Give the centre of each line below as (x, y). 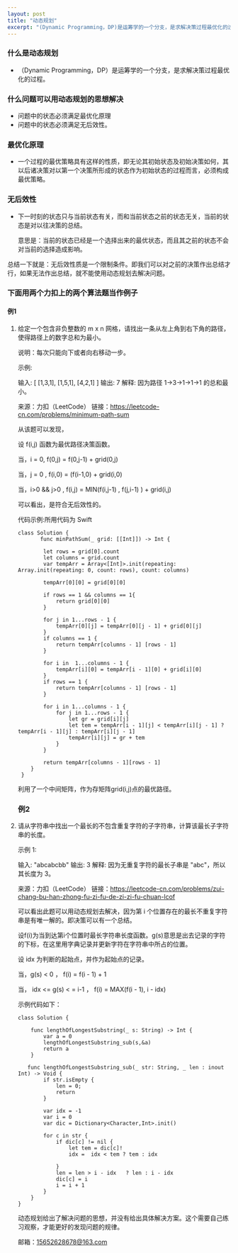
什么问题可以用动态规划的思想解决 (66, 99)
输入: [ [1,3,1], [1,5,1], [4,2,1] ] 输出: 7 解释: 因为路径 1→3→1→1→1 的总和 (120, 382)
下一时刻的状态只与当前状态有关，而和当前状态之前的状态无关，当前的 (120, 216)
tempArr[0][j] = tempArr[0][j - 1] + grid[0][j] (129, 626)
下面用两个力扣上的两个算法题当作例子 (73, 293)
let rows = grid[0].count (81, 551)
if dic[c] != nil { (84, 1142)
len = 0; (68, 1086)
